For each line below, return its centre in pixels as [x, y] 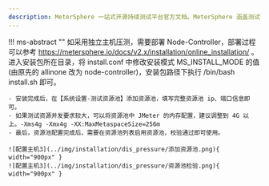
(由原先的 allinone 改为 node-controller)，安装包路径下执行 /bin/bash [122, 71]
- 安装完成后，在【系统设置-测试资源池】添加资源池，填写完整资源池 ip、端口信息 [126, 99]
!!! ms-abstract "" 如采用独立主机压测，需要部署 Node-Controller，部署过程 [132, 42]
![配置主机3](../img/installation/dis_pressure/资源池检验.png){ [114, 166]
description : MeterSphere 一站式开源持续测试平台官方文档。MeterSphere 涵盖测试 [134, 17]
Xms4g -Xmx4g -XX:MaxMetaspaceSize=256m [92, 124]
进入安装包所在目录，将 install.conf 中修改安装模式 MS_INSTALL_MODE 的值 [134, 62]
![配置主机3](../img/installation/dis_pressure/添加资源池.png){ [114, 149]
